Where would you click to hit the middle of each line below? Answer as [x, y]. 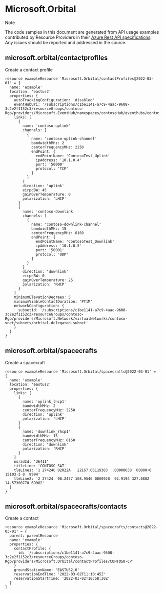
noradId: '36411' [31, 461]
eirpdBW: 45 [35, 190]
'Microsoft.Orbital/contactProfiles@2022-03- [106, 79]
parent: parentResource [33, 536]
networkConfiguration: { [39, 306]
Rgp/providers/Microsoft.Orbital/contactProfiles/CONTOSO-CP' [70, 562]
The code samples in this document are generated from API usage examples [82, 32]
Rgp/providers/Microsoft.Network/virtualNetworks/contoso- [66, 319]
